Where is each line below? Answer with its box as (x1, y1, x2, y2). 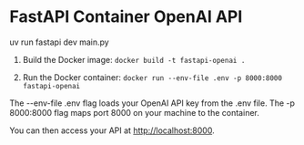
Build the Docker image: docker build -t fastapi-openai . (22, 54, 246, 65)
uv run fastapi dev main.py (9, 36, 109, 47)
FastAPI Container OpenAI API (9, 6, 243, 27)
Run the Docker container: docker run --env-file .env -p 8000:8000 (22, 71, 282, 83)
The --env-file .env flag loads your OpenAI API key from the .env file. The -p (9, 98, 296, 109)
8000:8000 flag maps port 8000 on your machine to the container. (9, 107, 259, 118)
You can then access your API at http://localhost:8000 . (9, 125, 216, 136)
